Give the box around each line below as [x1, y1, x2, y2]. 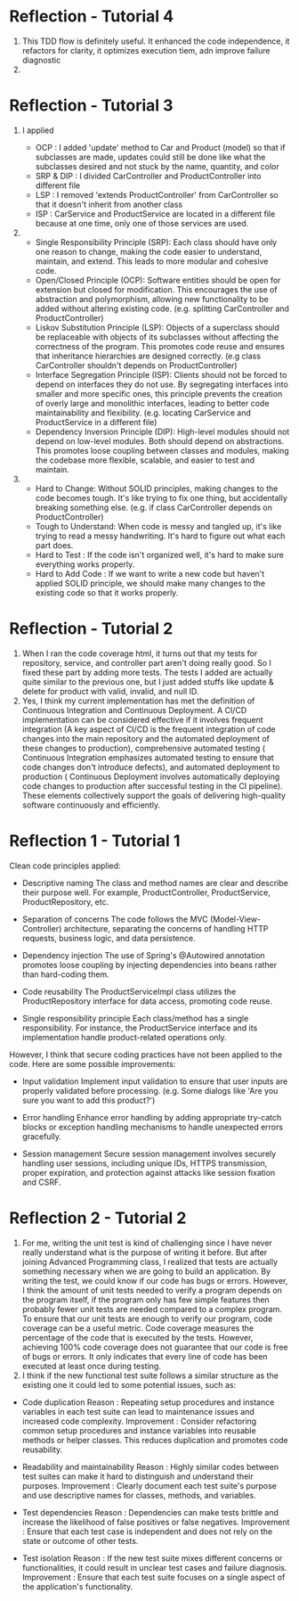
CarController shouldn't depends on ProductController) [35, 359, 238, 371]
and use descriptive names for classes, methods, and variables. [21, 1490, 256, 1500]
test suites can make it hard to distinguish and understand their [21, 1471, 254, 1482]
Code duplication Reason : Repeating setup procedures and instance [21, 1397, 275, 1408]
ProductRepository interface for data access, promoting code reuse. [21, 996, 273, 1006]
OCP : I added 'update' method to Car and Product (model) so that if [35, 142, 286, 152]
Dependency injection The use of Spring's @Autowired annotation [21, 949, 265, 960]
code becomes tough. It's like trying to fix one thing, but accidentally [35, 492, 287, 503]
